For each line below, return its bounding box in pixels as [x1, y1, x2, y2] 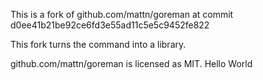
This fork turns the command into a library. [10, 39, 187, 50]
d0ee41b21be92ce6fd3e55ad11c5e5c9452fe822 [10, 19, 210, 31]
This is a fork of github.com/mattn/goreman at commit [10, 9, 234, 20]
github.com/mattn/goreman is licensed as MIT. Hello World [10, 58, 253, 69]
